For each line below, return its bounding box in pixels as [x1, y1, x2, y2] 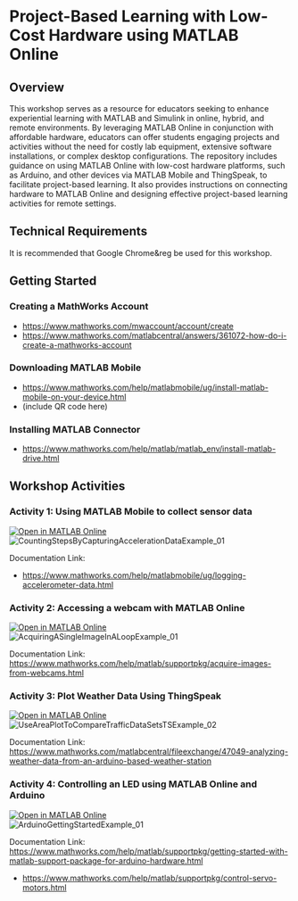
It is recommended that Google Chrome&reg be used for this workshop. [9, 247, 273, 258]
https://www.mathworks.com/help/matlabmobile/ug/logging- [21, 569, 247, 581]
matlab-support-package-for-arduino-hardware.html [9, 855, 203, 866]
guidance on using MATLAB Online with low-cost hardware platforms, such [9, 161, 286, 170]
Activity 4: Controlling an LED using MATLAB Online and [9, 778, 258, 790]
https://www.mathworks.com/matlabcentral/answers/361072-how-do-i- [21, 330, 287, 341]
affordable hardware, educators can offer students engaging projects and [9, 132, 279, 142]
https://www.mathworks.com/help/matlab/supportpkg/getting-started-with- [9, 846, 288, 856]
